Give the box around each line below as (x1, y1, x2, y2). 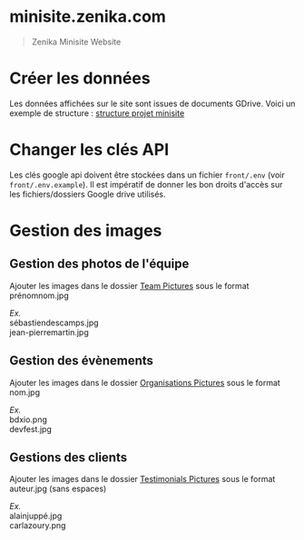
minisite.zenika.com (9, 6, 166, 27)
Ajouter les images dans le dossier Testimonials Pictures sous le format (9, 474, 276, 485)
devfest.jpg (9, 423, 53, 434)
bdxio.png (9, 414, 48, 425)
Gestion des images (9, 220, 162, 241)
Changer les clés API (9, 140, 170, 160)
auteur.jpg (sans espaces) (9, 483, 107, 495)
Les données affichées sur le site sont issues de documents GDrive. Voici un (9, 98, 296, 109)
